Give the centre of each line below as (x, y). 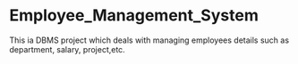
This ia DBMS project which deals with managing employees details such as (149, 40)
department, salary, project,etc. (67, 49)
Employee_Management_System (134, 16)
